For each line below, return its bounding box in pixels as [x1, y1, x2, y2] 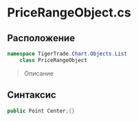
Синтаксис [7, 89, 56, 101]
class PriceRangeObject [19, 56, 88, 63]
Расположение [7, 32, 76, 44]
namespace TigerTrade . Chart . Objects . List [7, 50, 128, 57]
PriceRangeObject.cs [7, 5, 132, 21]
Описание [23, 69, 54, 77]
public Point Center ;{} [7, 107, 76, 114]
